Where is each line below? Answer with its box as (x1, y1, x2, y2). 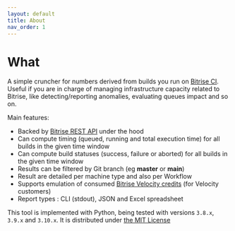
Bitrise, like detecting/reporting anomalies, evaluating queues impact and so (7, 93, 229, 101)
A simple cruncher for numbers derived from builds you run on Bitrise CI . (7, 77, 219, 85)
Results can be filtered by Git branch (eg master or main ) (17, 165, 185, 173)
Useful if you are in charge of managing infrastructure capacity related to (7, 85, 220, 93)
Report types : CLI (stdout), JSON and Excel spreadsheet (17, 195, 183, 203)
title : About (7, 17, 46, 24)
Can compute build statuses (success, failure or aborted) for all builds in (17, 150, 228, 158)
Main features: (7, 114, 49, 122)
